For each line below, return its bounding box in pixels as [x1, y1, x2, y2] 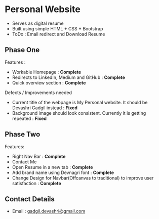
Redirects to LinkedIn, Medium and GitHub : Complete [12, 74, 125, 80]
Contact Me [12, 158, 37, 165]
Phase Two [5, 130, 41, 139]
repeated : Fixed [12, 115, 47, 121]
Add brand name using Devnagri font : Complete [12, 169, 114, 176]
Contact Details [5, 195, 55, 203]
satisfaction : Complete [12, 180, 61, 186]
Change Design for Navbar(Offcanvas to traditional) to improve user [12, 174, 154, 181]
